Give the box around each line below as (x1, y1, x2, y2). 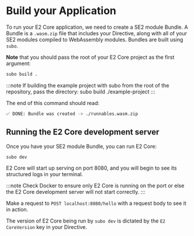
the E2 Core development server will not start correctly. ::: (6, 188, 145, 195)
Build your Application (6, 4, 117, 18)
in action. (6, 206, 29, 213)
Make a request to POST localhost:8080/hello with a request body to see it (6, 200, 186, 207)
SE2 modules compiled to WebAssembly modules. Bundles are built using (6, 36, 183, 43)
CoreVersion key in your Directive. (6, 224, 88, 231)
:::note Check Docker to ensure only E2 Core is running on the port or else (6, 182, 185, 189)
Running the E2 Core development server (6, 127, 160, 137)
